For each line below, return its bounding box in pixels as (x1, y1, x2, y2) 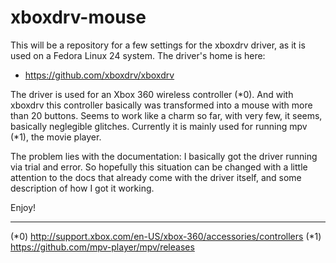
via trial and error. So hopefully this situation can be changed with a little (10, 161, 308, 173)
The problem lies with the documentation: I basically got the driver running (10, 150, 318, 162)
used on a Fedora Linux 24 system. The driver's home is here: (10, 49, 266, 61)
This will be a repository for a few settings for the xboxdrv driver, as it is (10, 39, 306, 51)
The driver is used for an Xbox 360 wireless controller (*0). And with (10, 88, 294, 100)
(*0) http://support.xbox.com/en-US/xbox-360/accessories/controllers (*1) (10, 230, 322, 242)
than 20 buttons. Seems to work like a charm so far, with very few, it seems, (10, 109, 323, 121)
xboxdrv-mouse (10, 6, 147, 29)
